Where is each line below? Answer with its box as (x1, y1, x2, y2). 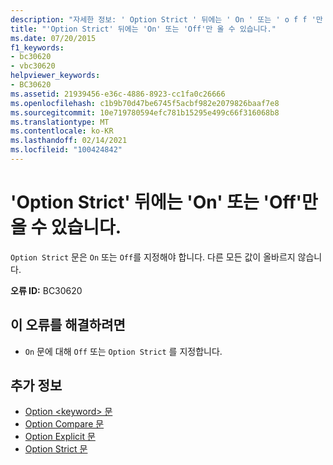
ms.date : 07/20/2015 (10, 33, 97, 43)
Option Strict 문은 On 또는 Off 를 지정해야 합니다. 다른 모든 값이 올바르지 (10, 251, 296, 263)
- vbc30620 (10, 61, 56, 71)
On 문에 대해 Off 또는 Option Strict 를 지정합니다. (24, 345, 223, 357)
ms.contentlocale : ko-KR (10, 126, 114, 136)
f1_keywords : (10, 42, 65, 53)
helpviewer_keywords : (10, 71, 101, 81)
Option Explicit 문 (24, 431, 96, 443)
